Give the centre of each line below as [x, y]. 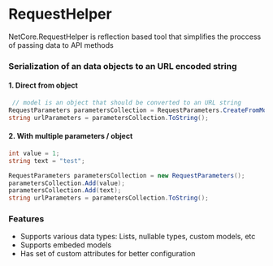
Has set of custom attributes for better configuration [108, 254]
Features [26, 219]
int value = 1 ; [34, 153]
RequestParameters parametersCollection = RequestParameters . [116, 110]
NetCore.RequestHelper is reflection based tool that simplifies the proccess [135, 36]
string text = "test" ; [47, 161]
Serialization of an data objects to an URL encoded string [123, 66]
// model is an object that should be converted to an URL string [127, 103]
